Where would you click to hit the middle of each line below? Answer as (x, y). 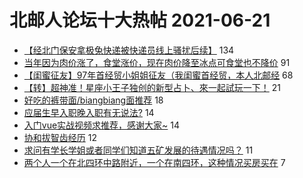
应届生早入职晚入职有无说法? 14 (89, 112)
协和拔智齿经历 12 (60, 137)
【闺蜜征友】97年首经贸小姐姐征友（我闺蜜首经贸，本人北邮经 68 (158, 75)
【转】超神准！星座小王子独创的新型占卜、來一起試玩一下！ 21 (152, 87)
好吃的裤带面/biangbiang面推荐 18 (93, 100)
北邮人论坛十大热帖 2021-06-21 (140, 20)
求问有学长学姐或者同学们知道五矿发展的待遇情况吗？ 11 (138, 150)
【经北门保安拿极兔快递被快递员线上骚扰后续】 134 (129, 50)
